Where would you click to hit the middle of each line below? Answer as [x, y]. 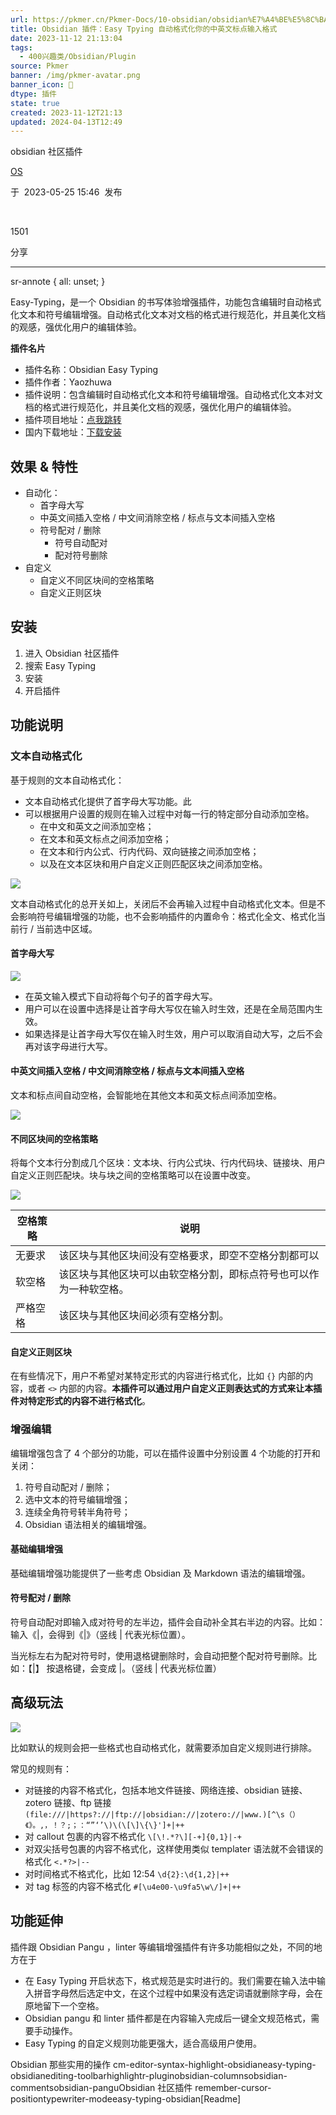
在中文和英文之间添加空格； [97, 826]
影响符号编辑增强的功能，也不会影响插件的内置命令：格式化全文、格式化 [167, 916]
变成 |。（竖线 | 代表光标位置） [160, 1668]
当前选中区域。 [66, 928]
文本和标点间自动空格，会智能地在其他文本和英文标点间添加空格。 [146, 1095]
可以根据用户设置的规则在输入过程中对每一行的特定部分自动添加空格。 [169, 813]
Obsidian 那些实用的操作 [61, 2064]
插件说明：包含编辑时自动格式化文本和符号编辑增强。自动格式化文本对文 [173, 395]
